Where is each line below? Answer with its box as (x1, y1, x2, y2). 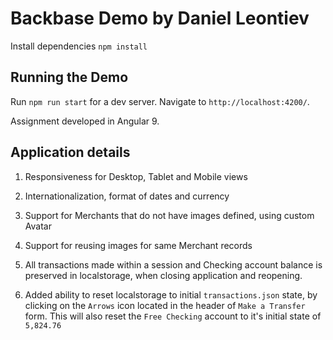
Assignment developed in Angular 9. (10, 115, 160, 127)
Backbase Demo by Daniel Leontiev (10, 7, 310, 30)
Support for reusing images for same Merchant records (24, 239, 253, 251)
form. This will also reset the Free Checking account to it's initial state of (24, 310, 322, 322)
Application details (10, 144, 131, 161)
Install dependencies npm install (10, 40, 148, 52)
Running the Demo (10, 69, 129, 86)
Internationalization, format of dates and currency (24, 190, 230, 202)
